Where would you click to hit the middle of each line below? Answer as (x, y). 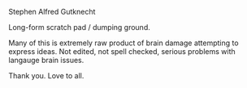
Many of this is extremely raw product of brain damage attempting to (123, 43)
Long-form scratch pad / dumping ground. (79, 27)
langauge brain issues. (46, 60)
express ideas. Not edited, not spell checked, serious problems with (122, 51)
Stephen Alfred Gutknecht (52, 12)
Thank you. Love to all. (46, 75)
